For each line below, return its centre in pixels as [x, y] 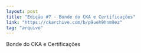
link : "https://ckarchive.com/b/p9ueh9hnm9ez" [64, 22]
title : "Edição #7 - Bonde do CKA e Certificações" [71, 17]
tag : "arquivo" [25, 28]
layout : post [22, 11]
